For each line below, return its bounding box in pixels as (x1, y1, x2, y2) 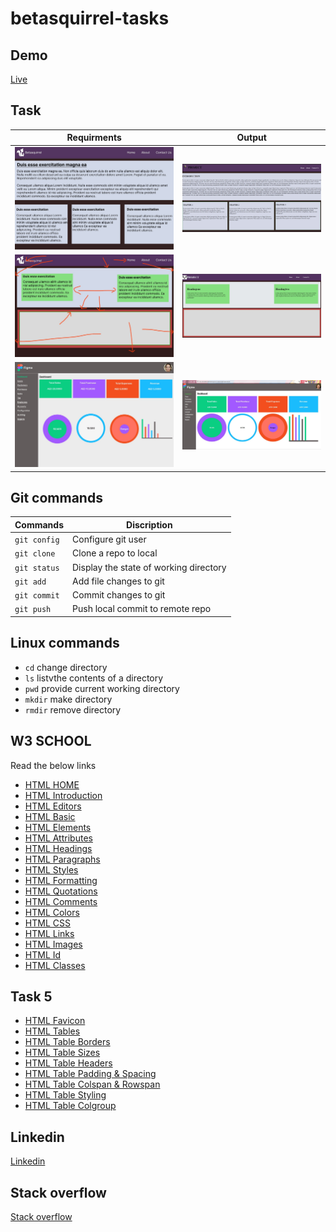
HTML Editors (24, 800, 82, 812)
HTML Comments (24, 895, 98, 907)
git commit (14, 591, 60, 601)
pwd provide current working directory (24, 682, 180, 694)
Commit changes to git (72, 589, 166, 601)
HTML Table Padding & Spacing (24, 1068, 157, 1080)
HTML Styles (24, 863, 79, 876)
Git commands (10, 490, 103, 506)
